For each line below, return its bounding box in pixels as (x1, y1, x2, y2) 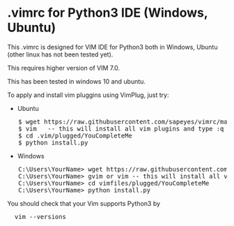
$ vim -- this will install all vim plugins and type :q (18, 124, 224, 133)
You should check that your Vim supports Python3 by (7, 199, 161, 207)
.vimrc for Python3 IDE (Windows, (7, 5, 208, 21)
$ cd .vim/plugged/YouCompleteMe (18, 131, 132, 140)
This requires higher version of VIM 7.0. (7, 63, 120, 72)
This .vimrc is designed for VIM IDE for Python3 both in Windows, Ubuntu (7, 43, 218, 51)
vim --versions (14, 213, 66, 220)
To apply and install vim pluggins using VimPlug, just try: (7, 91, 169, 99)
